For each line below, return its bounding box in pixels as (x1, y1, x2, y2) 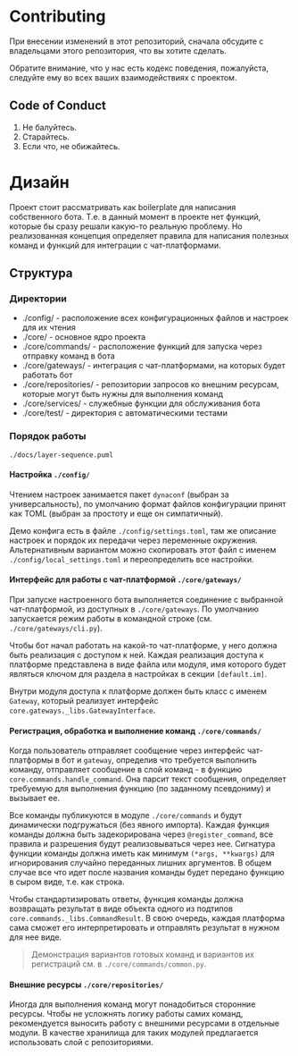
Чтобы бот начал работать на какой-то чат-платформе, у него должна (9, 640, 278, 651)
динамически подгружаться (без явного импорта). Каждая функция (9, 820, 270, 831)
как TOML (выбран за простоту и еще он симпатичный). (9, 508, 224, 519)
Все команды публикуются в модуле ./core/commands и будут (9, 810, 243, 821)
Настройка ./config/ (9, 469, 91, 480)
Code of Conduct (9, 98, 107, 114)
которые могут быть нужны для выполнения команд (21, 389, 223, 400)
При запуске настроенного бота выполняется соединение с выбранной (9, 595, 284, 605)
